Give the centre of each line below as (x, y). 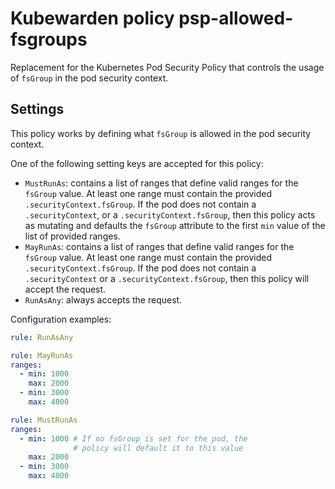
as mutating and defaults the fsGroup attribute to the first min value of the (175, 225)
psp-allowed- (236, 18)
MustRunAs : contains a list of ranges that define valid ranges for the (161, 183)
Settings (37, 109)
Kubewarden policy (92, 18)
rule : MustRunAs (44, 420)
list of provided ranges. (72, 236)
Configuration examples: (61, 319)
